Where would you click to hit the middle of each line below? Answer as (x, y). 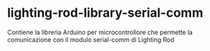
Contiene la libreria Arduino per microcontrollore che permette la (100, 32)
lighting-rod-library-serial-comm (105, 13)
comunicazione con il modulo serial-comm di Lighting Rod (91, 39)
